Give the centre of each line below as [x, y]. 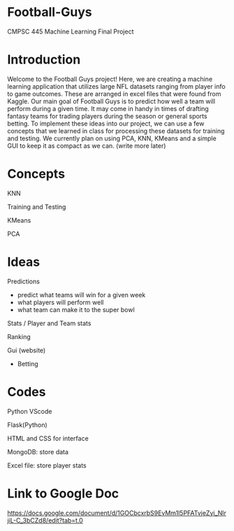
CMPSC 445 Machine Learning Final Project [71, 31]
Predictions [24, 281]
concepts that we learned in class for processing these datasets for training [116, 130]
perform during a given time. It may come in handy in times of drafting [108, 108]
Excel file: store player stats [47, 465]
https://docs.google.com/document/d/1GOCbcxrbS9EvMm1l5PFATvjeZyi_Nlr [117, 513]
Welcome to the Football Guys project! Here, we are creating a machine [110, 79]
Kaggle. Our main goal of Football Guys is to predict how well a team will [111, 101]
